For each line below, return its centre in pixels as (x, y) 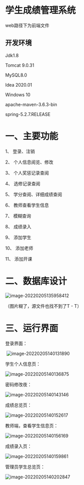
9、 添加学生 (18, 237)
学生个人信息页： (23, 364)
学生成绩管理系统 (41, 10)
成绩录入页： (18, 446)
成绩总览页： (18, 405)
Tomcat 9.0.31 (20, 65)
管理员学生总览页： (25, 467)
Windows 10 (18, 95)
